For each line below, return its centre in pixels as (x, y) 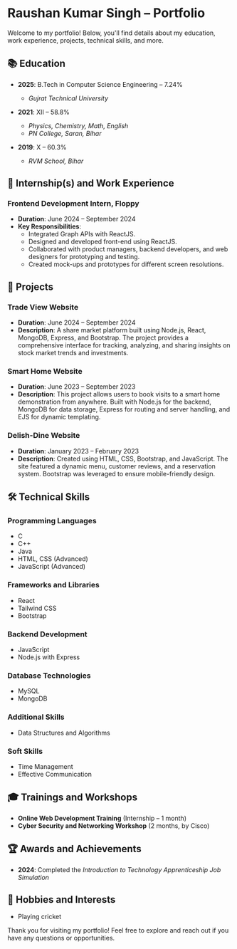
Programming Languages (52, 521)
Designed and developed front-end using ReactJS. (103, 242)
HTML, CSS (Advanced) (53, 559)
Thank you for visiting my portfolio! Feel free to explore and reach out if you (118, 930)
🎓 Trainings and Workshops (72, 798)
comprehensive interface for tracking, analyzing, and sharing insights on (124, 345)
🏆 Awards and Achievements (75, 849)
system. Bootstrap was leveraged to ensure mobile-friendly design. (116, 473)
